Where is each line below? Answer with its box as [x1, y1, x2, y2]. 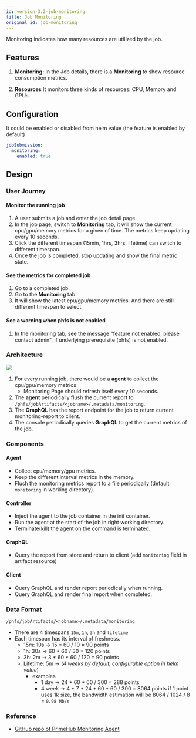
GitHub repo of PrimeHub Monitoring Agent [14, 726, 120, 733]
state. [14, 258, 29, 265]
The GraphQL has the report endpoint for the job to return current [14, 406, 174, 413]
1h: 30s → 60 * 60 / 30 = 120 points [23, 647, 110, 655]
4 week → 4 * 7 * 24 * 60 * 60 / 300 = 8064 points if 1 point [40, 685, 189, 692]
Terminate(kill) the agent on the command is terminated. [14, 525, 151, 532]
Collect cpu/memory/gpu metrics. [14, 467, 96, 474]
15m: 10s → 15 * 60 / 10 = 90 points [23, 641, 109, 648]
